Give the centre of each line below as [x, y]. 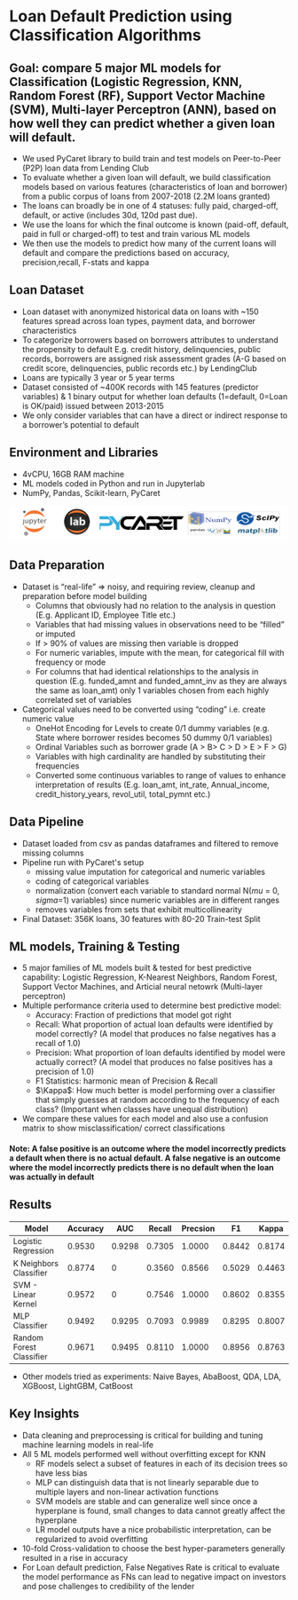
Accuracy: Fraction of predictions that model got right [133, 1015]
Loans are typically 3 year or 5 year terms [98, 377]
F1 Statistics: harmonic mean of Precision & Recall [126, 1081]
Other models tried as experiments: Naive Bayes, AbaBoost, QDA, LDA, [152, 1376]
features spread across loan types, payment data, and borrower [138, 320]
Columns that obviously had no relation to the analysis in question [156, 605]
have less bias [61, 1473]
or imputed [55, 634]
